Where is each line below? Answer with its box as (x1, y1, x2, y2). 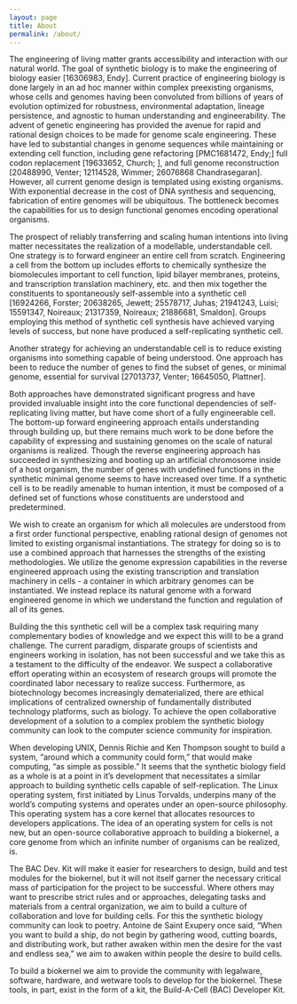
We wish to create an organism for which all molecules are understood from (9, 519, 286, 530)
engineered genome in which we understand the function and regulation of (9, 594, 284, 605)
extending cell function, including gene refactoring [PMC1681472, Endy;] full (9, 148, 288, 159)
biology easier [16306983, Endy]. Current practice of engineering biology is (9, 73, 285, 84)
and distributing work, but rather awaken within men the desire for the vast (9, 939, 282, 950)
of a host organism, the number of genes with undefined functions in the (9, 464, 275, 475)
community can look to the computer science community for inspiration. (9, 725, 273, 736)
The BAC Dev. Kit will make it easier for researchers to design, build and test (9, 864, 288, 874)
